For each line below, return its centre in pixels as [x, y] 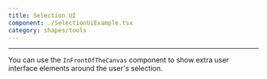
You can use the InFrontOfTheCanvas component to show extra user [119, 60]
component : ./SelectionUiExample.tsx [71, 23]
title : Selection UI [43, 15]
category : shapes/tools [48, 30]
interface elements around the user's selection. [85, 69]
